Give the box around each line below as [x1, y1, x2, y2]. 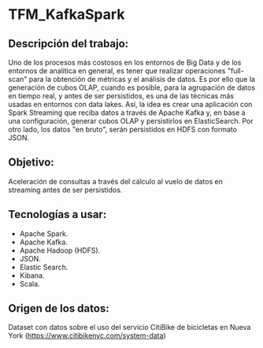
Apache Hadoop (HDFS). [19, 246, 101, 255]
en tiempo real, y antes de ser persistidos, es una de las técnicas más [8, 91, 235, 100]
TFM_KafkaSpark [8, 6, 125, 24]
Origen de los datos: [8, 302, 109, 316]
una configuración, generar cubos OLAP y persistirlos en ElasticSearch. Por [8, 117, 254, 125]
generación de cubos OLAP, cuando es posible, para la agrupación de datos [8, 83, 256, 92]
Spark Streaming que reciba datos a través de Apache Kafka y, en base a [8, 108, 246, 117]
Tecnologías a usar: [8, 208, 107, 221]
